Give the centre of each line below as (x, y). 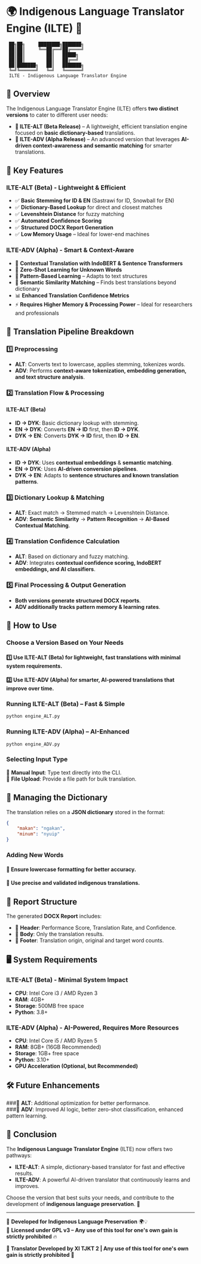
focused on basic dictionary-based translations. (75, 133)
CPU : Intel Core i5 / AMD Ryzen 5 (56, 1041)
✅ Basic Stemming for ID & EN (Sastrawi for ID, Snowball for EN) (95, 200)
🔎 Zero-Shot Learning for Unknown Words (68, 269)
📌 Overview (28, 94)
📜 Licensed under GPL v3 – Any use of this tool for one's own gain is (92, 1230)
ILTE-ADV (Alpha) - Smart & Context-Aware (70, 250)
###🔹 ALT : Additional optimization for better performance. (78, 1103)
